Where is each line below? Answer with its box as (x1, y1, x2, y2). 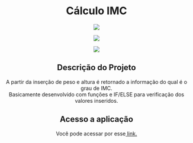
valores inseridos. (75, 97, 118, 104)
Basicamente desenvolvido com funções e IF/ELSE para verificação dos (8, 90, 185, 98)
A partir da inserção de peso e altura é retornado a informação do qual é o (5, 78, 188, 85)
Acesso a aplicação (60, 114, 133, 125)
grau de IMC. (81, 84, 112, 92)
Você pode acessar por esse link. (56, 130, 137, 137)
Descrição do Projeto (57, 63, 136, 73)
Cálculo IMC (66, 4, 127, 18)
